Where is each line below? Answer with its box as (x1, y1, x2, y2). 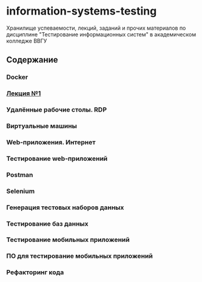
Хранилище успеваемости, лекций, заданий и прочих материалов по (6, 24, 186, 32)
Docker (6, 73, 29, 81)
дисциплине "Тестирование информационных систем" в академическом (6, 30, 196, 38)
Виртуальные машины (6, 122, 78, 130)
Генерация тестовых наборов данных (6, 203, 124, 212)
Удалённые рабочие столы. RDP (6, 106, 107, 114)
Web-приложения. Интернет (6, 138, 96, 146)
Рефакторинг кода (6, 268, 64, 277)
